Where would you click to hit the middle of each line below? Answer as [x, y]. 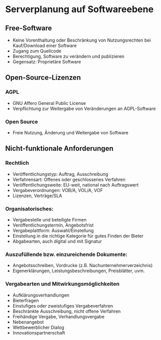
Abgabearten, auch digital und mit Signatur [57, 241]
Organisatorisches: [30, 209]
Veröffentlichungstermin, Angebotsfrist [53, 225]
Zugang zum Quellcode [37, 51]
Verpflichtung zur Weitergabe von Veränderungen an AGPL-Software [84, 108]
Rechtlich [17, 163]
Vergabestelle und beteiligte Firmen [49, 219]
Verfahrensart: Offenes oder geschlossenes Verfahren [69, 179]
